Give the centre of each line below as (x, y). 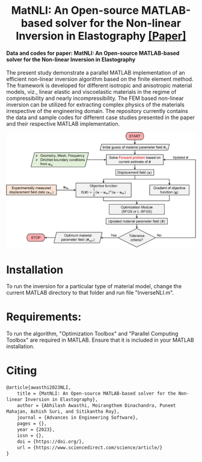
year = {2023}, (36, 430)
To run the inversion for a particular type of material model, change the (94, 286)
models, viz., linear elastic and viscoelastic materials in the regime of (91, 92)
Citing (22, 371)
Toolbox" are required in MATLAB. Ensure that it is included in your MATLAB (100, 340)
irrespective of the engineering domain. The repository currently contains (97, 111)
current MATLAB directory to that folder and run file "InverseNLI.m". (90, 293)
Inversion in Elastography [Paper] (101, 36)
